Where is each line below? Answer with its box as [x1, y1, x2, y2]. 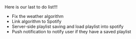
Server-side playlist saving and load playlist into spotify [11, 24, 124, 29]
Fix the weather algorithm [11, 13, 64, 19]
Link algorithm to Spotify [11, 19, 62, 24]
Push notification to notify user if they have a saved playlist [11, 29, 131, 34]
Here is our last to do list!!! [4, 4, 57, 10]
